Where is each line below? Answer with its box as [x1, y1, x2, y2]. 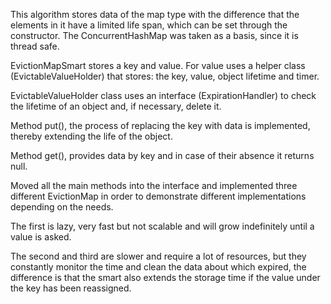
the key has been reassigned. [10, 282, 132, 294]
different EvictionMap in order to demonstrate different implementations [10, 190, 307, 202]
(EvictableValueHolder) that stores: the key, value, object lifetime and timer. [10, 70, 320, 82]
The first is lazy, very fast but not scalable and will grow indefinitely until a [10, 220, 315, 232]
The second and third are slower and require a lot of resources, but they [10, 250, 307, 262]
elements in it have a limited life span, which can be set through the [10, 19, 288, 31]
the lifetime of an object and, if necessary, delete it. [10, 100, 222, 112]
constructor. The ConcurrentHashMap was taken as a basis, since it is [10, 30, 299, 41]
